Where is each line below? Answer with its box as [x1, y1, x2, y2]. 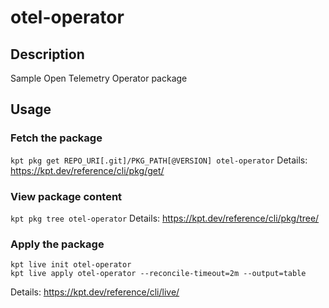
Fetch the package [10, 131, 103, 145]
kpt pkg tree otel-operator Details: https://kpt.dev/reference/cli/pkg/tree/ [10, 212, 320, 224]
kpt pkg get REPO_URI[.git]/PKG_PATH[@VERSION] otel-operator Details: [10, 154, 308, 166]
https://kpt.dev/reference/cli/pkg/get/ [10, 164, 165, 176]
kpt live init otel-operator [10, 260, 132, 270]
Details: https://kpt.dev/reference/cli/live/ [10, 286, 180, 298]
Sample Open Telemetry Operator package [10, 72, 188, 84]
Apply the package [10, 237, 105, 251]
